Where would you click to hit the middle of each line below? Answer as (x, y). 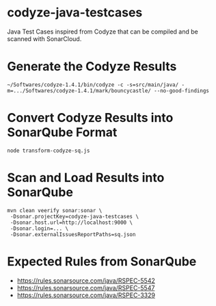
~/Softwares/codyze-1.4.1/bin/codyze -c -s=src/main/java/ (93, 85)
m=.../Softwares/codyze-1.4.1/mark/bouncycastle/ (79, 90)
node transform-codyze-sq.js (49, 151)
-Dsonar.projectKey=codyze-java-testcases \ (74, 216)
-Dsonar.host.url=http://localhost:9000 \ (71, 222)
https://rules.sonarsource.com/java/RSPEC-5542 (86, 280)
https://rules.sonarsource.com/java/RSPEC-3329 (86, 295)
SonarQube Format (62, 132)
